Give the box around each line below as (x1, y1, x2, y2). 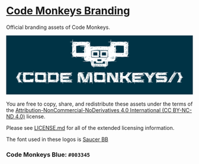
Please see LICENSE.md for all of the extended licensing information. (6, 124, 175, 131)
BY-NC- (172, 106, 192, 113)
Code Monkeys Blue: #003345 (6, 150, 91, 159)
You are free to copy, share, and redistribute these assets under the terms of (6, 100, 193, 107)
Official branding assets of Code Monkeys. (6, 24, 111, 31)
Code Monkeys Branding (6, 4, 130, 18)
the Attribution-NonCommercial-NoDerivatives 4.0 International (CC (6, 106, 172, 113)
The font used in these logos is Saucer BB (6, 136, 108, 143)
